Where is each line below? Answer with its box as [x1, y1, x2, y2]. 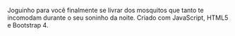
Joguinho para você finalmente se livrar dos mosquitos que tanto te [7, 6, 204, 14]
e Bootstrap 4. [7, 21, 49, 29]
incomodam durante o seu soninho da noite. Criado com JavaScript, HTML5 [7, 13, 229, 22]
